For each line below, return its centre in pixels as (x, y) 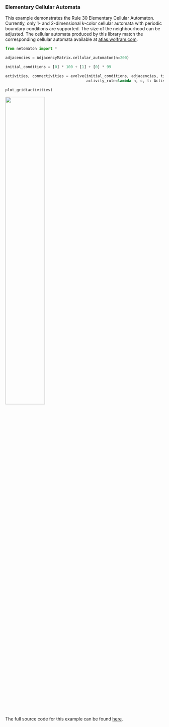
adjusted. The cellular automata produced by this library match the (74, 34)
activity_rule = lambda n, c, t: (119, 81)
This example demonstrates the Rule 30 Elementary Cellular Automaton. (80, 18)
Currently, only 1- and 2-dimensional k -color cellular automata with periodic (83, 23)
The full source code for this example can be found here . (64, 719)
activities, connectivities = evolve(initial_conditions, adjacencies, (82, 76)
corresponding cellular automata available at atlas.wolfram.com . (72, 39)
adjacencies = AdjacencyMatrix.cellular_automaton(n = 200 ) (67, 58)
